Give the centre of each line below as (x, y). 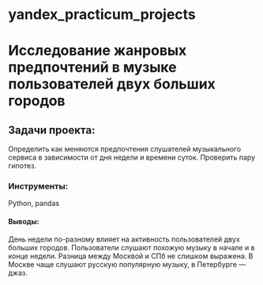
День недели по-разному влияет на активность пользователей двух (124, 239)
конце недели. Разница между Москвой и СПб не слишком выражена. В (131, 256)
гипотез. (23, 166)
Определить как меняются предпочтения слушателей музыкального (125, 149)
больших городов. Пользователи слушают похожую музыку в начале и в (131, 247)
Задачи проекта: (52, 130)
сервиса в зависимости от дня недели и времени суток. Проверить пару (132, 157)
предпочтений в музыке (92, 67)
